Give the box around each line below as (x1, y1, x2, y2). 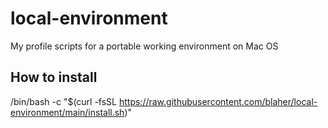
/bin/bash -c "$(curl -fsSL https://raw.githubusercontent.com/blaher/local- (10, 95, 318, 107)
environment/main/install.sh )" (10, 106, 133, 118)
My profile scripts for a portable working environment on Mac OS (10, 40, 279, 52)
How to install (10, 69, 98, 86)
